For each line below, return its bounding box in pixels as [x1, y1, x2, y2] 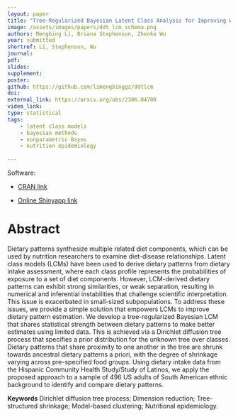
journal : [7, 50, 33, 58]
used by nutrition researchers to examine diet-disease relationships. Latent [7, 251, 227, 260]
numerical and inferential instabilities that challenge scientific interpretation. [7, 289, 229, 298]
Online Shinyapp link [17, 196, 78, 205]
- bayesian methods [20, 129, 78, 136]
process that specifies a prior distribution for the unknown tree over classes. [7, 335, 230, 343]
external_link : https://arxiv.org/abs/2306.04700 [7, 97, 157, 104]
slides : [7, 63, 30, 70]
